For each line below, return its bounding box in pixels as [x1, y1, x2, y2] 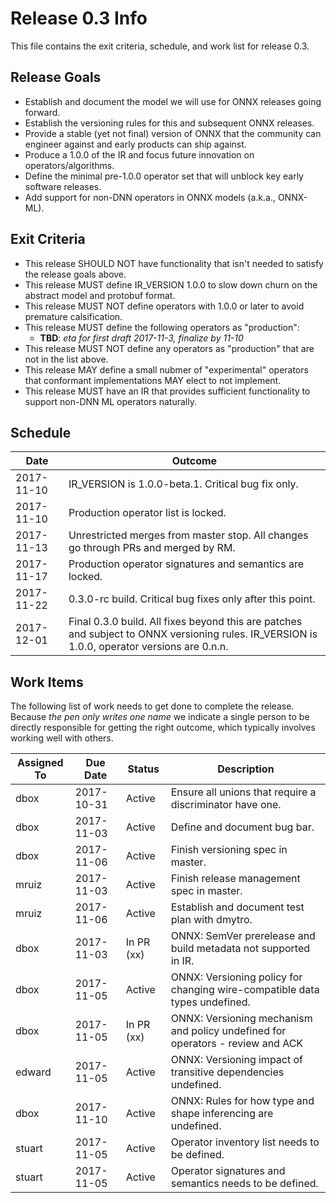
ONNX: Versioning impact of [170, 1053, 303, 1067]
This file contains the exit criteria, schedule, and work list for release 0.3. [10, 40, 310, 52]
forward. [24, 106, 61, 118]
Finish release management [170, 872, 301, 886]
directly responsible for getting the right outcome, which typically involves [10, 722, 316, 734]
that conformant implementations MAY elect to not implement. [24, 374, 282, 386]
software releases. [24, 180, 102, 192]
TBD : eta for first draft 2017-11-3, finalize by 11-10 [39, 332, 244, 344]
